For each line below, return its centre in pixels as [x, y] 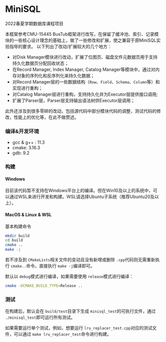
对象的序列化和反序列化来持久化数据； [56, 75]
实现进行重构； [27, 88]
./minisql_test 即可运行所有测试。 [40, 317]
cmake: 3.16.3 [26, 148]
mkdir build [17, 236]
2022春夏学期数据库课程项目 [34, 23]
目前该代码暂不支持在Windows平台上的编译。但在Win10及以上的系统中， [79, 191]
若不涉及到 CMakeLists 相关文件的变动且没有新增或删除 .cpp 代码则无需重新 [80, 260]
